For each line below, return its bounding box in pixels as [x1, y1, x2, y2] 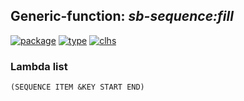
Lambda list [10, 59, 68, 73]
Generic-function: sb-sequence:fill [10, 8, 234, 25]
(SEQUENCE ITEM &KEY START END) [10, 82, 145, 93]
